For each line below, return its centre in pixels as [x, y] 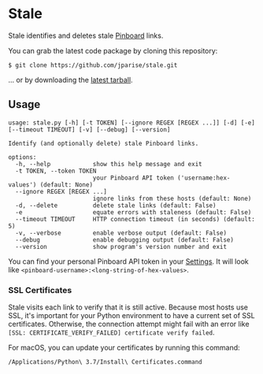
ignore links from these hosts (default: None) [172, 198]
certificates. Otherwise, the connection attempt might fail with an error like [129, 324]
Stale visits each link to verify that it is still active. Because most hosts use [128, 307]
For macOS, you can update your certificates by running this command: [124, 348]
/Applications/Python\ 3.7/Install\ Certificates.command [105, 362]
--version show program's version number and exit [121, 246]
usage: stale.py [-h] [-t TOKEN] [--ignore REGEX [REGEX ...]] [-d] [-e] [132, 123]
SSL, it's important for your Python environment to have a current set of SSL [131, 316]
